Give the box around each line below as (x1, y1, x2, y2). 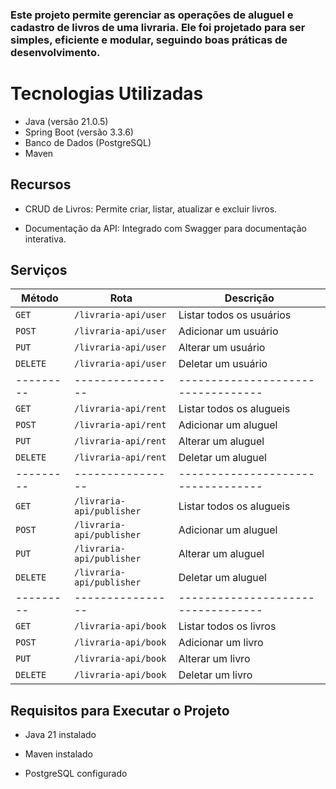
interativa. (24, 233, 67, 245)
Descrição (224, 291, 275, 305)
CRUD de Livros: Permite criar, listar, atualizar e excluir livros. (24, 203, 278, 215)
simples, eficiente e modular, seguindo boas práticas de (10, 33, 288, 47)
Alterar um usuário (178, 341, 266, 355)
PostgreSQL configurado (24, 768, 128, 780)
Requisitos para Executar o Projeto (10, 702, 230, 719)
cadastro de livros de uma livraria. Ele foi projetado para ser (10, 20, 306, 34)
